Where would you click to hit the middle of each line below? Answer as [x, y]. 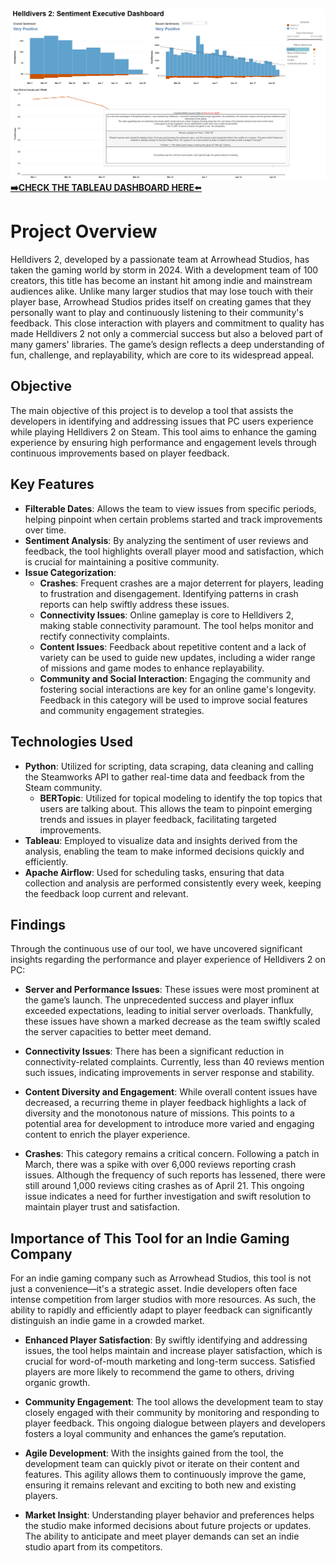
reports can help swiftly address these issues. [134, 604]
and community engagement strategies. [122, 710]
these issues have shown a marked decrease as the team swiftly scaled [172, 1021]
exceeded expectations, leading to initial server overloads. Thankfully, [169, 1011]
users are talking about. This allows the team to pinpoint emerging [176, 808]
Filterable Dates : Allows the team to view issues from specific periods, [170, 508]
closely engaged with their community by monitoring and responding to [172, 1413]
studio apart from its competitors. [93, 1547]
